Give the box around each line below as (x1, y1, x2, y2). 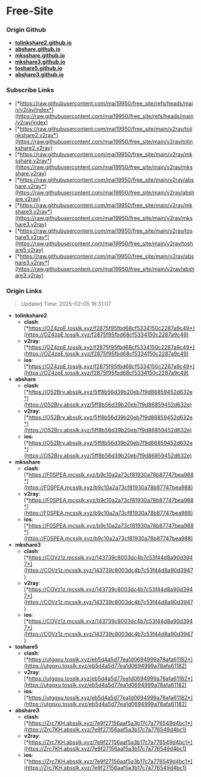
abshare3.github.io (14, 71, 64, 79)
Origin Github (6, 26, 47, 34)
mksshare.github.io (14, 52, 65, 59)
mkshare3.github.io (14, 58, 66, 65)
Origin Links (6, 287, 42, 295)
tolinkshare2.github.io (14, 39, 72, 46)
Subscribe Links (6, 86, 54, 94)
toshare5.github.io (14, 65, 63, 72)
